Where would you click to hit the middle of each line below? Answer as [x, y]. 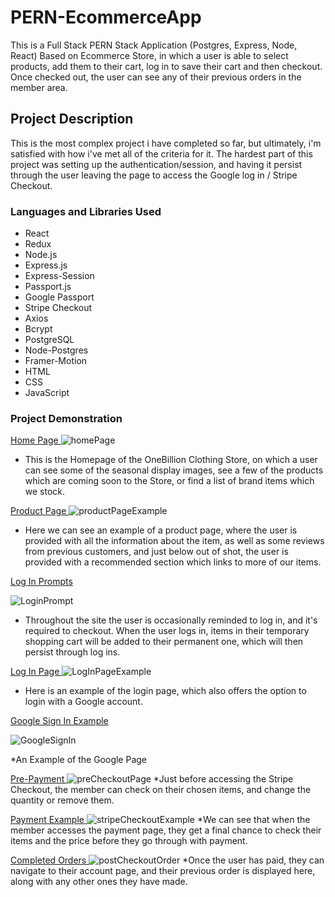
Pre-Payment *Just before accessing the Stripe [152, 779]
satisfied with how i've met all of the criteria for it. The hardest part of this [161, 153]
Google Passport [59, 297]
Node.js [41, 255]
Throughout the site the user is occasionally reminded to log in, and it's [171, 620]
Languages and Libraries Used [86, 211]
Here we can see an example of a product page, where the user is [161, 530]
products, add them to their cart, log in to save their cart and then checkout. [166, 66]
